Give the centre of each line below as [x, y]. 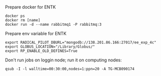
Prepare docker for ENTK [31, 7]
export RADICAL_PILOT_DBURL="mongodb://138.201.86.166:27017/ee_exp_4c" [81, 42]
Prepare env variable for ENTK [36, 33]
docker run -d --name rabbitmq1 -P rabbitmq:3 [53, 24]
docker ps [15, 16]
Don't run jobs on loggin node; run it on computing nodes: [64, 60]
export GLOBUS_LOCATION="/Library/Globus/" [50, 47]
